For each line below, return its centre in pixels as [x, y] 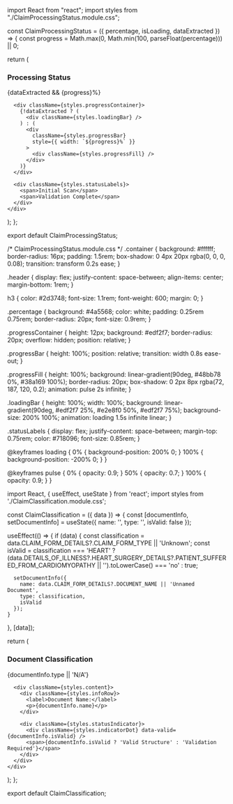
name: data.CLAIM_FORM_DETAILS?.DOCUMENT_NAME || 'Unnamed [107, 584]
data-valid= [159, 730]
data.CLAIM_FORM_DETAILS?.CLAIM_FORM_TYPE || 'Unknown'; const [109, 543]
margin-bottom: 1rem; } [40, 285]
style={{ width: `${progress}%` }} [84, 142]
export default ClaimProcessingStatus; [63, 236]
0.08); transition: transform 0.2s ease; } [64, 264]
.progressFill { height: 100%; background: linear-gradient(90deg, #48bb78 [114, 374]
